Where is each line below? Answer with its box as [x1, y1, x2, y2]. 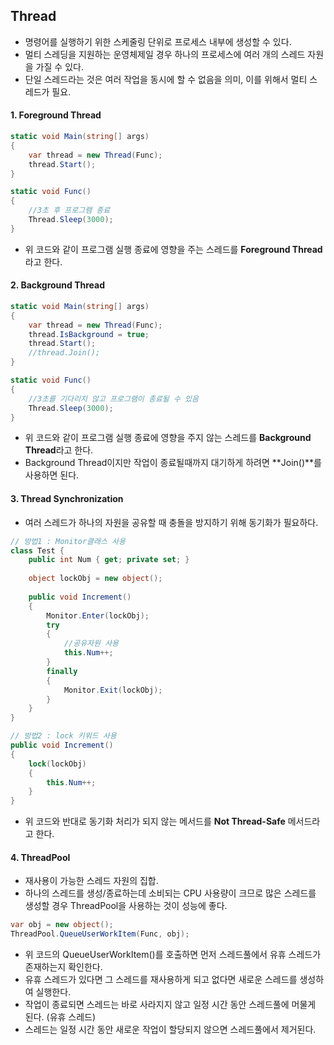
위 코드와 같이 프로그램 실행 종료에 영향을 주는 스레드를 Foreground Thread [24, 243, 323, 255]
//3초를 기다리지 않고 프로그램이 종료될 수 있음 [28, 394, 199, 404]
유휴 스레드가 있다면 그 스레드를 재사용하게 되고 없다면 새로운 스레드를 [24, 974, 298, 986]
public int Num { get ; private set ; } [28, 555, 190, 565]
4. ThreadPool [10, 851, 71, 863]
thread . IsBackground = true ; [28, 329, 150, 339]
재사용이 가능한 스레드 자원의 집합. [24, 875, 159, 887]
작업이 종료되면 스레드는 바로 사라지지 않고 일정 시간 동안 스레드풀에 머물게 [24, 999, 317, 1011]
